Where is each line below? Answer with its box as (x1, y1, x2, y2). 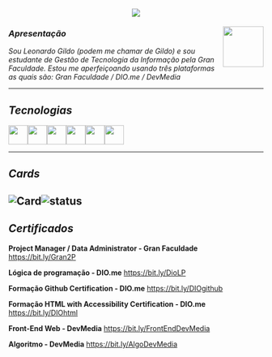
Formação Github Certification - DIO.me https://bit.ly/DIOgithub (8, 283, 223, 293)
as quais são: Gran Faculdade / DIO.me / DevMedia (8, 72, 181, 82)
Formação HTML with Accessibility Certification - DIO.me (8, 299, 206, 308)
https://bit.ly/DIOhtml (8, 308, 79, 317)
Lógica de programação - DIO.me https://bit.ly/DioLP (8, 268, 186, 277)
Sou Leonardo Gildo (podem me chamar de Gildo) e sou (8, 46, 196, 56)
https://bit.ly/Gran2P (8, 252, 77, 261)
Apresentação (8, 28, 66, 40)
